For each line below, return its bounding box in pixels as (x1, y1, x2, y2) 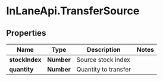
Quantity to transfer (76, 66, 131, 73)
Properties (6, 28, 46, 38)
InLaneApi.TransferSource (6, 4, 140, 18)
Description (86, 46, 121, 54)
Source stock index (76, 55, 131, 64)
